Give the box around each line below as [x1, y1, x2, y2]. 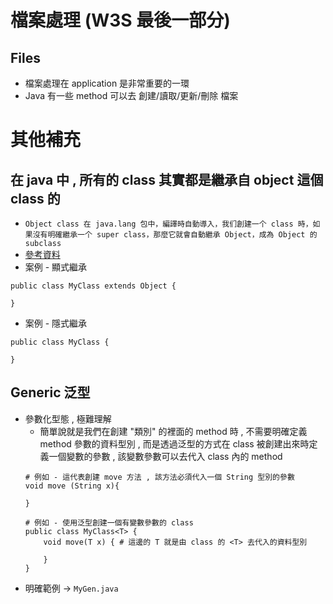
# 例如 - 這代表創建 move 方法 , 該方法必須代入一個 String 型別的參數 [24, 472, 295, 482]
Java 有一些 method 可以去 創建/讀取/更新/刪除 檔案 [24, 90, 239, 101]
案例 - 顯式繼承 [24, 261, 88, 273]
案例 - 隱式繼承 [24, 317, 88, 329]
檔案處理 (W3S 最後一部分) [10, 9, 231, 32]
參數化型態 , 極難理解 [24, 412, 112, 425]
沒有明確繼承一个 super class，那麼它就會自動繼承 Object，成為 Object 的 [32, 230, 318, 240]
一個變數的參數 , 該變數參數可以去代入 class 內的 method [48, 450, 283, 462]
